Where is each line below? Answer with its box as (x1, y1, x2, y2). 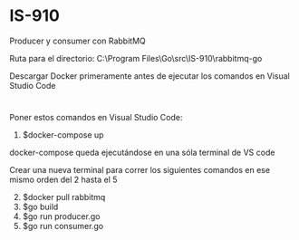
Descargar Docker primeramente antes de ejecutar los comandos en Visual (9, 70, 290, 82)
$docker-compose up (22, 130, 104, 140)
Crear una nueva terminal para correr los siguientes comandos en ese (9, 165, 270, 176)
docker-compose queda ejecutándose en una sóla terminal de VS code (9, 147, 275, 158)
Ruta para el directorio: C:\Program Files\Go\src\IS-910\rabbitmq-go (9, 53, 263, 63)
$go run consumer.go (22, 221, 104, 232)
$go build (22, 201, 59, 213)
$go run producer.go (22, 211, 101, 222)
